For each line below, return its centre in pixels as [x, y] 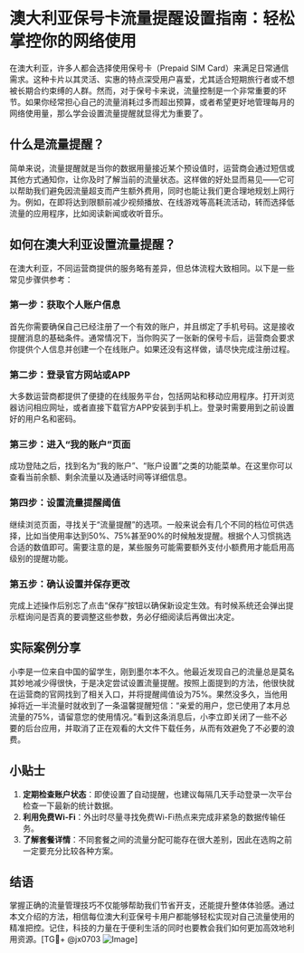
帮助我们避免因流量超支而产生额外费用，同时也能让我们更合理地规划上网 [152, 190]
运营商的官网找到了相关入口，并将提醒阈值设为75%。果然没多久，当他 [148, 694]
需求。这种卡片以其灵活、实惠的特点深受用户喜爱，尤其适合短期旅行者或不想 [152, 79]
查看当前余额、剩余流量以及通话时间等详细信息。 [100, 477]
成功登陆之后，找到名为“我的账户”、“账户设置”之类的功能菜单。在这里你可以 [151, 466]
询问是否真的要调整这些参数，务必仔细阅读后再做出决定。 [132, 617]
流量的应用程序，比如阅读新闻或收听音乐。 [89, 213]
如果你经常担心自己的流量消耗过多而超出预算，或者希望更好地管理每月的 [160, 101]
